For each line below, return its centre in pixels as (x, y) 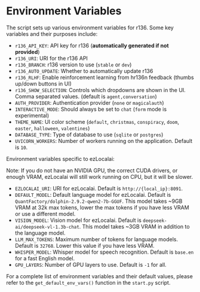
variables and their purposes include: (52, 34)
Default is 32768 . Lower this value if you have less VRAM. (85, 245)
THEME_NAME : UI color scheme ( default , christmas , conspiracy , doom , (97, 121)
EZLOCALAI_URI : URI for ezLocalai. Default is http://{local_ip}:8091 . (99, 188)
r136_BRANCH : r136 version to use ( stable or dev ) (73, 65)
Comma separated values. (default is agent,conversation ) (86, 96)
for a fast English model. (45, 258)
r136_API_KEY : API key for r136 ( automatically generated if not (92, 45)
